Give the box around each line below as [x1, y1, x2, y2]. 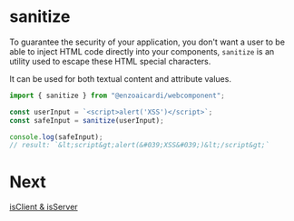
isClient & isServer [9, 202, 79, 213]
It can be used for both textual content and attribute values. [9, 73, 231, 84]
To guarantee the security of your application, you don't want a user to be [9, 36, 286, 47]
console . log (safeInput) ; [9, 132, 103, 142]
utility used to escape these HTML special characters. [9, 55, 211, 66]
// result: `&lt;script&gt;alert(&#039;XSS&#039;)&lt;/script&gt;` [9, 141, 270, 150]
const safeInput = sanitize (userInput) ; [9, 116, 165, 125]
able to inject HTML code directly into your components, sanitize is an [9, 45, 275, 56]
